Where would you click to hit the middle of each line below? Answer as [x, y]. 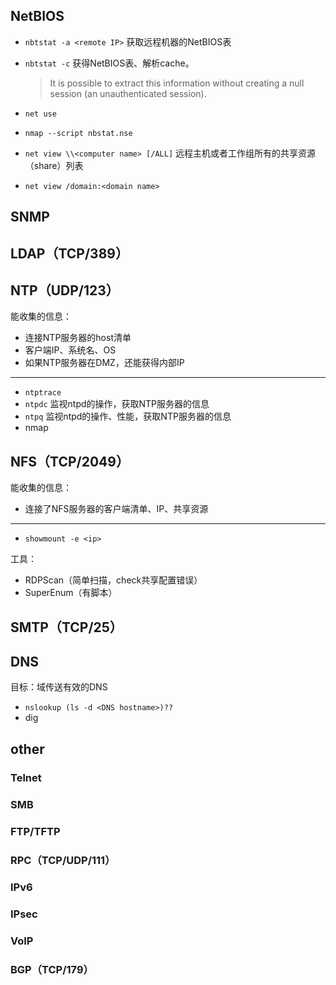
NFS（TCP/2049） [70, 461]
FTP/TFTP [35, 831]
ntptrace [43, 393]
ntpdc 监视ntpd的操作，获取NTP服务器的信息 [117, 404]
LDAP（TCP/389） [69, 253]
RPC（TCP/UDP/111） [63, 860]
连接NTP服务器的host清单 [78, 338]
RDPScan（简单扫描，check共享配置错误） [113, 580]
